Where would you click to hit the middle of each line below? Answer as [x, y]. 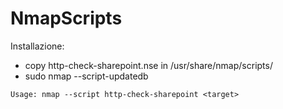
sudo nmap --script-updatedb [86, 76]
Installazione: [37, 46]
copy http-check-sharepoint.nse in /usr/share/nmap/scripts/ [148, 65]
